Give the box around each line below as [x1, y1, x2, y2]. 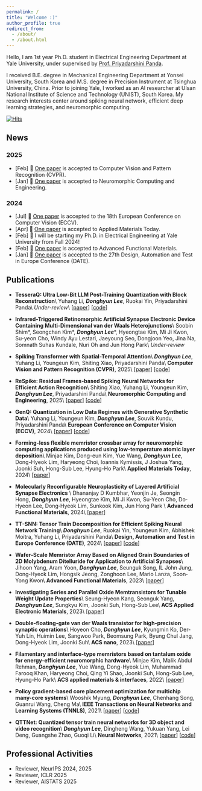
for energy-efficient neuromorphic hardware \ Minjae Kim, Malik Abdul [14, 656, 192, 664]
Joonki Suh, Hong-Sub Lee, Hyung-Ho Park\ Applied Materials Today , [14, 465, 192, 472]
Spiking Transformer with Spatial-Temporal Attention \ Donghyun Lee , [14, 352, 193, 360]
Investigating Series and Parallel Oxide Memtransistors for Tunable [14, 588, 187, 596]
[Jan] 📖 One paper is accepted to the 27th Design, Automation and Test [14, 251, 193, 258]
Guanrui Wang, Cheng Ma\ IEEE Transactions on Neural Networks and [14, 700, 192, 708]
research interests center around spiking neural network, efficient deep [6, 97, 183, 104]
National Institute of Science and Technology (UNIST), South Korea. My [6, 91, 184, 98]
